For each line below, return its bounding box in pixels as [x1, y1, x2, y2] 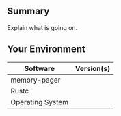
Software [24, 63, 55, 73]
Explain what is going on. [7, 23, 78, 31]
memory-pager [10, 75, 61, 85]
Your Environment [7, 44, 85, 55]
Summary [7, 5, 50, 17]
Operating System [10, 97, 69, 106]
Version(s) [75, 63, 111, 73]
